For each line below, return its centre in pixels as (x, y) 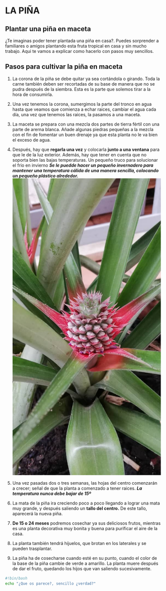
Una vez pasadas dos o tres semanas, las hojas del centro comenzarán (85, 483)
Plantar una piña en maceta (48, 29)
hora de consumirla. (33, 94)
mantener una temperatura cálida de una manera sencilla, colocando (85, 170)
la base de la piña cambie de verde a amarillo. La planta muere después (85, 563)
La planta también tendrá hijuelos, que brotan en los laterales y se (79, 544)
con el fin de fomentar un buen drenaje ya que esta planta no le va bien (85, 135)
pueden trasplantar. (32, 548)
